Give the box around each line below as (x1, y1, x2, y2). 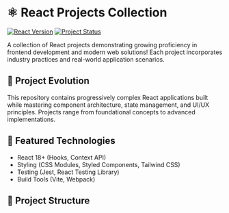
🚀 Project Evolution (7, 75, 90, 87)
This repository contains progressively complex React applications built (7, 93, 208, 101)
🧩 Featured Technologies (7, 135, 116, 147)
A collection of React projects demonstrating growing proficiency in (7, 40, 198, 49)
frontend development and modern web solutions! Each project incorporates (7, 48, 223, 56)
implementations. (7, 115, 56, 123)
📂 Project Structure (7, 195, 90, 206)
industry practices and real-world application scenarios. (7, 55, 165, 63)
